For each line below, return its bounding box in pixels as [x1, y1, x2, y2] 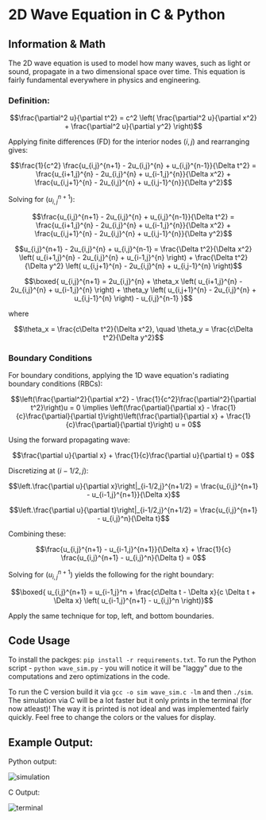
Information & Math [8, 37, 106, 51]
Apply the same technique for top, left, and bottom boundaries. [8, 611, 214, 620]
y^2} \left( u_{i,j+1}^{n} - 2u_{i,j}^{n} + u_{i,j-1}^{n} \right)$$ [48, 261, 242, 270]
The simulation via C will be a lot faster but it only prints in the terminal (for [8, 696, 253, 705]
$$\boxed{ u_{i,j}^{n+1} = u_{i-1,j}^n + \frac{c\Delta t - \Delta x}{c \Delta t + [10, 587, 256, 597]
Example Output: [8, 736, 94, 749]
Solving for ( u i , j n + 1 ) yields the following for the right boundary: [8, 569, 214, 581]
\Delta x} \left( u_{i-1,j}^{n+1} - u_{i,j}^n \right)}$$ [53, 595, 214, 605]
